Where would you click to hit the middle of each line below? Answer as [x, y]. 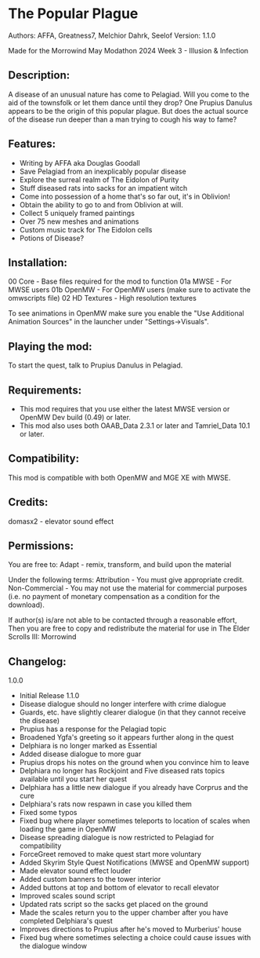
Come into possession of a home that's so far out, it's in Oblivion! [125, 196]
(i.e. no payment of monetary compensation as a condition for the [114, 597]
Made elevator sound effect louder [75, 871]
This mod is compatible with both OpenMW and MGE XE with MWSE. [119, 477]
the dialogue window [53, 946]
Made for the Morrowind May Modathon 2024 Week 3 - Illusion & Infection [128, 50]
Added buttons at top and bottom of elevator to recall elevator [119, 887]
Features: [32, 144]
